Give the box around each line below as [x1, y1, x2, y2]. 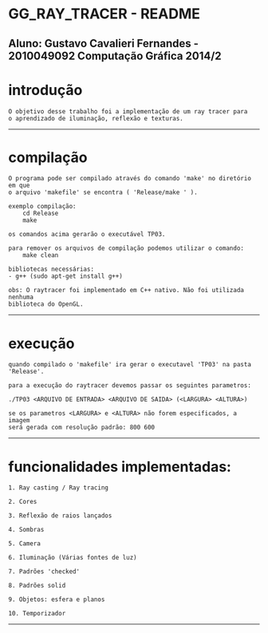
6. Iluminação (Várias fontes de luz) [8, 554, 137, 562]
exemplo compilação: [8, 203, 77, 211]
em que [8, 181, 30, 190]
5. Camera [8, 540, 41, 548]
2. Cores [8, 498, 37, 506]
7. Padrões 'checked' [8, 568, 81, 576]
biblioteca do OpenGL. [8, 300, 84, 308]
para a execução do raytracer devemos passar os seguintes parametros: [8, 382, 251, 390]
